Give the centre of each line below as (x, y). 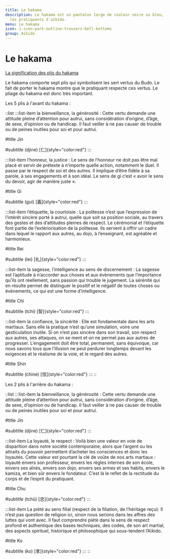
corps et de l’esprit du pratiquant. (40, 479)
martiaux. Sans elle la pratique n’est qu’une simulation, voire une (72, 327)
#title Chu (15, 488)
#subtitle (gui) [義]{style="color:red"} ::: (47, 202)
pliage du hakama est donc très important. (49, 93)
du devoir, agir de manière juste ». (41, 181)
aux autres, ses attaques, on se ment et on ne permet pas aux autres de (80, 337)
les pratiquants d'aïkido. (38, 19)
